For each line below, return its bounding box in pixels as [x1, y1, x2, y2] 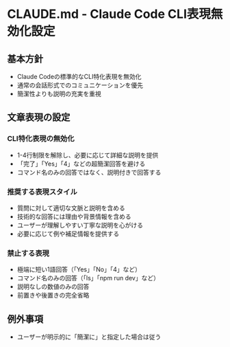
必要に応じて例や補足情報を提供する [16, 230, 120, 238]
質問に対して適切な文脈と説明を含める [16, 203, 125, 212]
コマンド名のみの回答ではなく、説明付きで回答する [16, 168, 162, 176]
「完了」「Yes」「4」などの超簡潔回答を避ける [16, 159, 146, 168]
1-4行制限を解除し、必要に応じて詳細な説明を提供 [16, 150, 159, 159]
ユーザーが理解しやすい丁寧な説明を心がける [16, 221, 144, 229]
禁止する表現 [7, 248, 50, 258]
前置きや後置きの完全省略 [16, 291, 90, 300]
